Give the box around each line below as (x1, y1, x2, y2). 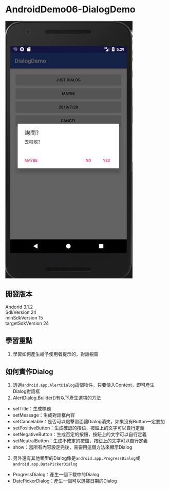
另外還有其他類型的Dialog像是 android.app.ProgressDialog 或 (12, 455, 140, 461)
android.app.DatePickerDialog (12, 462, 78, 467)
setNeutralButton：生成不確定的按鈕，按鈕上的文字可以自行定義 (12, 438, 148, 444)
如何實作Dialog (5, 367, 53, 376)
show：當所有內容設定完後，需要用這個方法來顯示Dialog (12, 444, 133, 450)
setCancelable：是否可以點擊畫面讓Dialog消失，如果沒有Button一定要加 (12, 419, 165, 425)
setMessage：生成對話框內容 (12, 412, 75, 418)
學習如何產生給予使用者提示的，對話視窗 (12, 351, 99, 357)
